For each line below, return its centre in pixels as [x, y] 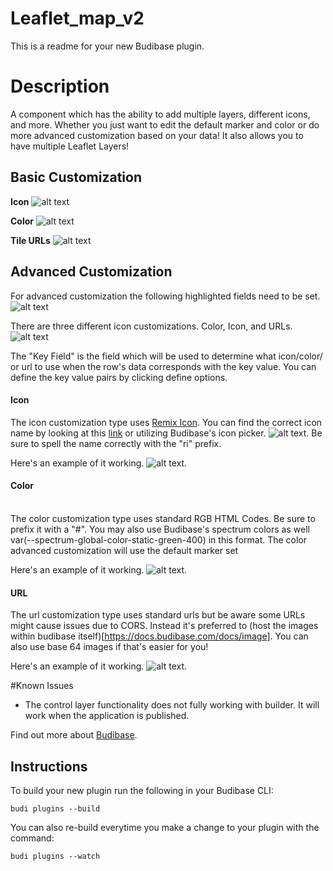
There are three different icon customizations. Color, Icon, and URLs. [151, 326]
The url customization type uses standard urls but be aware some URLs [158, 615]
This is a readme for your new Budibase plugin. [107, 46]
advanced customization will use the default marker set [124, 550]
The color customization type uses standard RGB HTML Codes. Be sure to [163, 518]
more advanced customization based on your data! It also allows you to [157, 135]
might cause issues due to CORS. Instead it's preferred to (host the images [164, 626]
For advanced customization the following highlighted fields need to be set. [165, 296]
